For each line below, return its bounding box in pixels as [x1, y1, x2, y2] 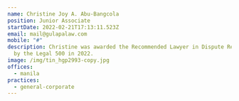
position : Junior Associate [7, 17, 91, 24]
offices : [7, 63, 33, 70]
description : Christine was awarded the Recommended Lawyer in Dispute [7, 43, 224, 51]
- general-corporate [14, 83, 75, 90]
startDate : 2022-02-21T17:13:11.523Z [7, 23, 119, 31]
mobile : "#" [7, 37, 43, 44]
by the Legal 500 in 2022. [14, 51, 94, 58]
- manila [14, 70, 40, 77]
